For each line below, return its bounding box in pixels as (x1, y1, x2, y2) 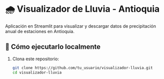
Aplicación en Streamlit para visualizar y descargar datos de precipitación (5, 23, 157, 29)
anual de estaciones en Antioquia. (5, 28, 75, 34)
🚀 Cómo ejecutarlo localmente (5, 42, 101, 51)
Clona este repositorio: (12, 56, 59, 62)
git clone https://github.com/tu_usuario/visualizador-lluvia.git (12, 65, 153, 70)
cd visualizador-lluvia (12, 70, 62, 75)
